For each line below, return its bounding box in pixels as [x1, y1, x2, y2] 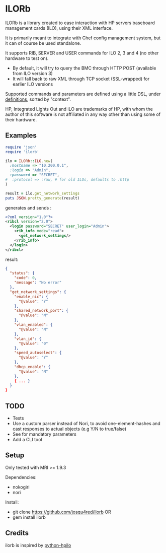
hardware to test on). [5, 55, 49, 61]
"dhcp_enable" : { [14, 364, 51, 369]
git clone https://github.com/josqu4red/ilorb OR [12, 509, 112, 515]
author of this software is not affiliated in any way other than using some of [5, 111, 161, 117]
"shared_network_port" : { [14, 308, 69, 313]
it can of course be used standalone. [5, 40, 81, 46]
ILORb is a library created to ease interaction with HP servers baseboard [5, 20, 155, 26]
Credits [5, 529, 29, 537]
